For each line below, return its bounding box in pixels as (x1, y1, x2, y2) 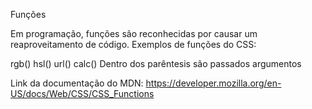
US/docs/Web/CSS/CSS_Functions (10, 88, 155, 99)
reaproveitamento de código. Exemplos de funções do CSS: (10, 39, 257, 50)
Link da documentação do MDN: (10, 77, 144, 89)
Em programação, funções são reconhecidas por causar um (10, 28, 258, 39)
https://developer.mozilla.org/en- (145, 77, 282, 89)
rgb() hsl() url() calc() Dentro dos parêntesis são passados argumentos (10, 58, 302, 69)
